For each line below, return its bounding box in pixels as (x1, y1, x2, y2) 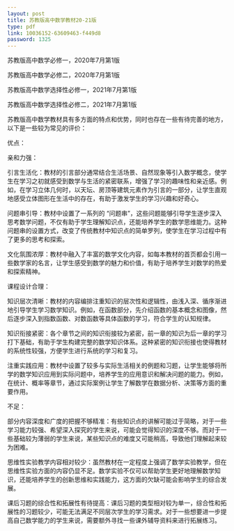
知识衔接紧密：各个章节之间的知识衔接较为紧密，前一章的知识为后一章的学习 (7, 329, 227, 338)
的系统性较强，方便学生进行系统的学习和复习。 (7, 347, 141, 355)
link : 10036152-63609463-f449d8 (7, 29, 101, 37)
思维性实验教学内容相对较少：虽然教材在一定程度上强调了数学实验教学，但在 (7, 458, 227, 466)
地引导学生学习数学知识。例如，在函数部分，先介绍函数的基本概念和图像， (7, 306, 221, 314)
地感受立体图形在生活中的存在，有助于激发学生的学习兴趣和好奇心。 (7, 194, 203, 203)
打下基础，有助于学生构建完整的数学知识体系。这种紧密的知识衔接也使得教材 (7, 338, 227, 347)
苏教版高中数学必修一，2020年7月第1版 (7, 56, 120, 65)
